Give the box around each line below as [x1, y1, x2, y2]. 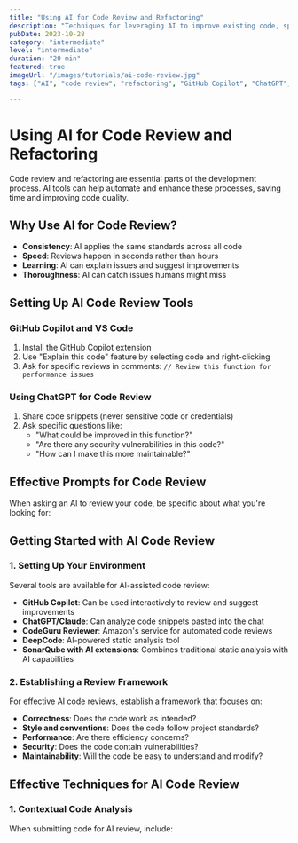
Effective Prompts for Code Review [9, 474, 207, 489]
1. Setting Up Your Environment [9, 560, 146, 572]
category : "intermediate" [9, 37, 105, 47]
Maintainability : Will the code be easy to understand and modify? [21, 751, 263, 761]
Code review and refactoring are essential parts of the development [9, 173, 257, 184]
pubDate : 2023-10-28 [9, 29, 86, 38]
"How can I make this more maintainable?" [35, 449, 191, 460]
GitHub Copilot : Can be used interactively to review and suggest [21, 596, 259, 608]
